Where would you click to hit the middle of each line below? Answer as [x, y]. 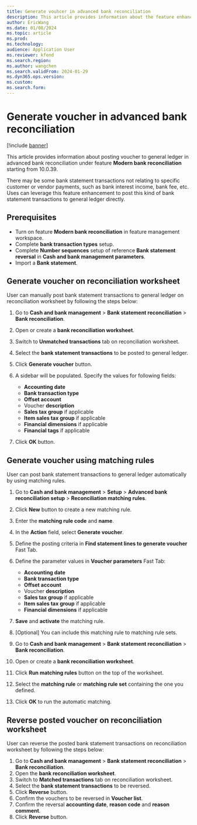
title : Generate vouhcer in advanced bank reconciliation [79, 11]
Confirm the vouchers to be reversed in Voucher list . [79, 798]
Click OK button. [35, 442]
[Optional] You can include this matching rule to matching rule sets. [96, 632]
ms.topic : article [29, 33]
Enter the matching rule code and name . [65, 521]
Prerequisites [32, 218]
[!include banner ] [27, 145]
